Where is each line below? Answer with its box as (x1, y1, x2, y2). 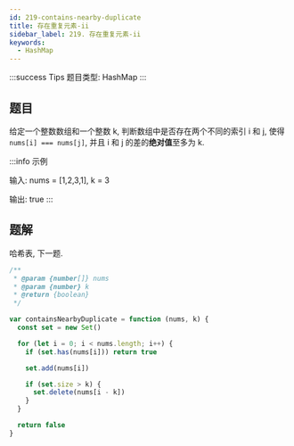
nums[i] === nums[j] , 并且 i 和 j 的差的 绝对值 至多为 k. (9, 136, 205, 147)
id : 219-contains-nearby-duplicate (9, 12, 142, 22)
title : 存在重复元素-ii (9, 21, 89, 30)
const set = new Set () (17, 323, 102, 332)
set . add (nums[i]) (25, 363, 90, 373)
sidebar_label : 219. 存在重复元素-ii (9, 29, 142, 38)
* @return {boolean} (12, 291, 90, 300)
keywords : (9, 37, 46, 47)
